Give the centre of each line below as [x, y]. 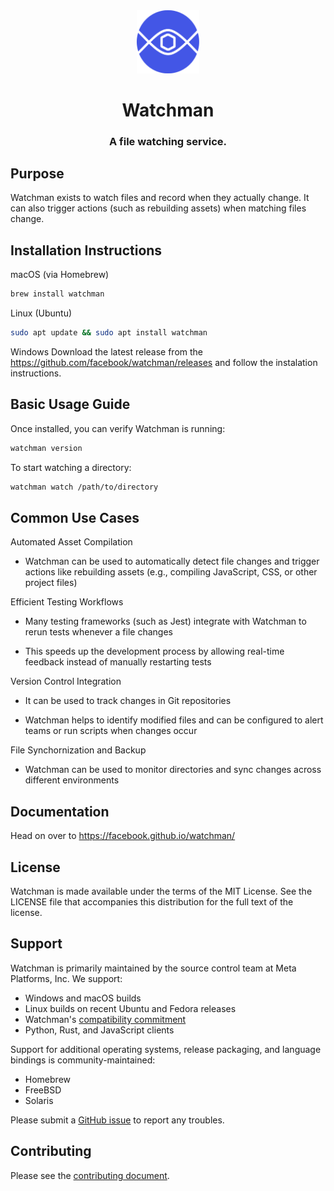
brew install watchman [57, 294]
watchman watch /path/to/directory [84, 487]
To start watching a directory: [71, 467]
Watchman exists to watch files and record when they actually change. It [160, 198]
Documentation [60, 811]
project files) [51, 583]
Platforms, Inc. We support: [66, 978]
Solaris [39, 1100]
